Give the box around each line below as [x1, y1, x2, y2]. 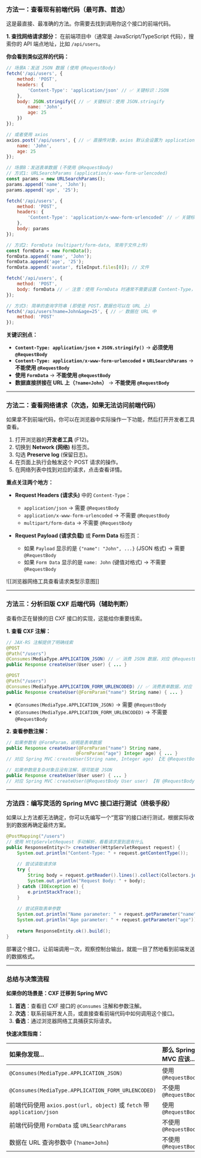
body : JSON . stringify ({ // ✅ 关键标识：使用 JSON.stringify [17, 98, 165, 104]
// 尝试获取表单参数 [17, 906, 61, 912]
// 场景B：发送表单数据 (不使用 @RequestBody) [6, 165, 114, 171]
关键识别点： [6, 331, 38, 338]
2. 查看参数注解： [6, 727, 50, 735]
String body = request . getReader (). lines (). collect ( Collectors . [28, 873, 191, 879]
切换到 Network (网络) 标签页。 [14, 444, 93, 451]
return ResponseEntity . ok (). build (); [17, 928, 111, 934]
